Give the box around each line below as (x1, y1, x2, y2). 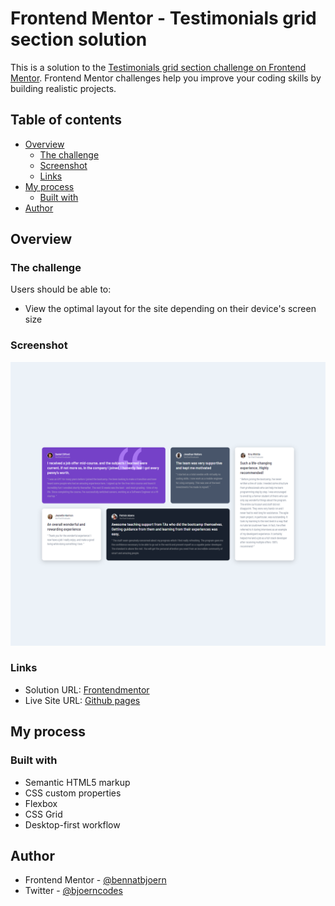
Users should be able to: (10, 283, 112, 296)
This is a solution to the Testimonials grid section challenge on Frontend (10, 61, 307, 73)
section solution (10, 28, 148, 51)
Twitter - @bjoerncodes (24, 885, 123, 897)
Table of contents (10, 112, 122, 129)
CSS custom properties (24, 787, 122, 799)
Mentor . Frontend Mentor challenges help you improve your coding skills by (10, 72, 322, 84)
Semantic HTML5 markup (24, 776, 131, 788)
